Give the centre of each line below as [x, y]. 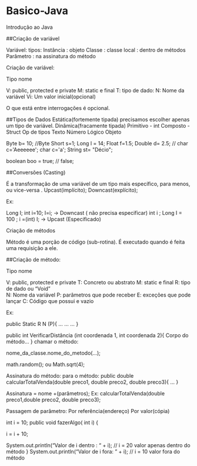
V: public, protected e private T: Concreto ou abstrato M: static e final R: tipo [98, 282]
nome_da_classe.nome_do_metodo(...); [54, 353]
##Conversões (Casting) [36, 172]
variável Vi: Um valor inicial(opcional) [51, 96]
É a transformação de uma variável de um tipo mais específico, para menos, [98, 184]
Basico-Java [37, 11]
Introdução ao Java [29, 27]
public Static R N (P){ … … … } [42, 324]
